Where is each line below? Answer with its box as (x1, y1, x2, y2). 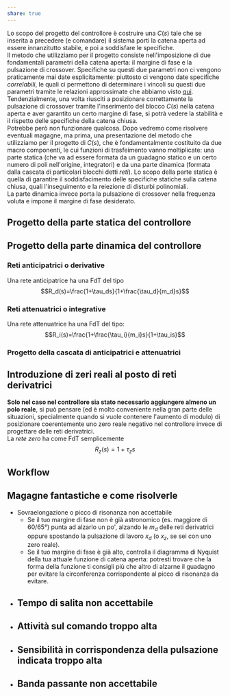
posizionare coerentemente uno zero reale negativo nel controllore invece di (7, 420, 222, 428)
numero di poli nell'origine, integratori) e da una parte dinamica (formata (7, 160, 211, 168)
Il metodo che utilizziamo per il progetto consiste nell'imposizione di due (7, 51, 211, 59)
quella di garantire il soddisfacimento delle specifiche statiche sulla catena (7, 175, 217, 183)
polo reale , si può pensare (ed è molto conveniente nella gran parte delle (7, 405, 213, 413)
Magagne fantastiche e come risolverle (7, 490, 178, 502)
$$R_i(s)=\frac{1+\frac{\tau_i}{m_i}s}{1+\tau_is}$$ (44, 330, 186, 339)
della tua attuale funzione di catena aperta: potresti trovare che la (27, 555, 212, 563)
